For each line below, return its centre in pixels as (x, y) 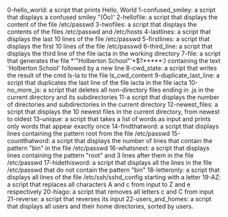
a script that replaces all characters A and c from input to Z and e (99, 184)
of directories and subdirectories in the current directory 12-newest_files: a (113, 104)
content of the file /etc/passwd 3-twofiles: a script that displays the (102, 24)
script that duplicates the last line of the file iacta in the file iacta (97, 82)
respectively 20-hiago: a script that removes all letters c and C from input (111, 192)
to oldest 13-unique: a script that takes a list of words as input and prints (109, 119)
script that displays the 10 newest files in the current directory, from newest (114, 112)
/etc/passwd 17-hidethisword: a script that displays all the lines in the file (110, 163)
